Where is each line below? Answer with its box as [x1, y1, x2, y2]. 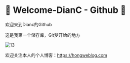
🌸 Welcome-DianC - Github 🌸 [5, 4, 126, 16]
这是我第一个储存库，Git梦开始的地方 [5, 32, 81, 38]
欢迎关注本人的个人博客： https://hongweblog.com [5, 52, 108, 58]
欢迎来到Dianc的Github [5, 21, 52, 27]
